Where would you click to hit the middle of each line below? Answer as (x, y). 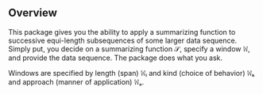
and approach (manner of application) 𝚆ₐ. (76, 81)
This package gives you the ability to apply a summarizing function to (122, 32)
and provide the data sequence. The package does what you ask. (116, 58)
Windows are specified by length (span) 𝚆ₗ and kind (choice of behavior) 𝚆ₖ (132, 73)
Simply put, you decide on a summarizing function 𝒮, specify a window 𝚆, (129, 49)
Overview (33, 13)
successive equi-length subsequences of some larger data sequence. (123, 40)
